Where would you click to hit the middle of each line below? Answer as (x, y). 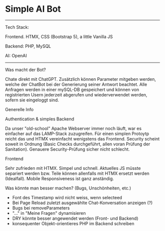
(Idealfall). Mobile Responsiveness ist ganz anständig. (60, 178)
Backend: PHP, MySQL (28, 46)
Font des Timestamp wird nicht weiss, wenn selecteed (67, 197)
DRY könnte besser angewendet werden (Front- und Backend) (75, 218)
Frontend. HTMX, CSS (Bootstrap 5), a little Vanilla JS (59, 36)
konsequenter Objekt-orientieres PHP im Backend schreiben (73, 223)
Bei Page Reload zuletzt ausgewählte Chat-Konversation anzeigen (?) (82, 203)
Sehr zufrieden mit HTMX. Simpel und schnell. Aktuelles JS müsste (73, 168)
